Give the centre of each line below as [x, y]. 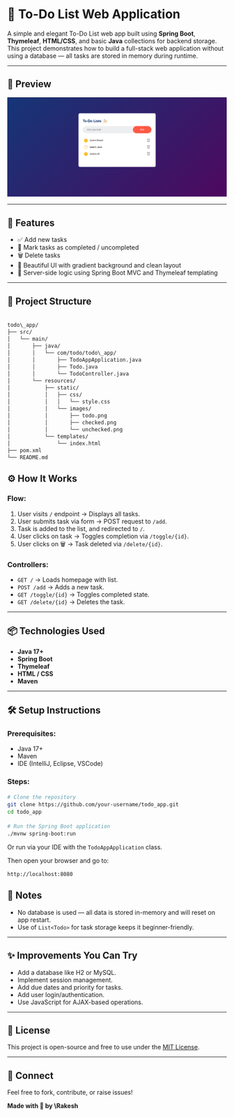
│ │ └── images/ [49, 408]
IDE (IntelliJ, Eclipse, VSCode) [60, 764]
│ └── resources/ [42, 380]
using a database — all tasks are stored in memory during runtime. [103, 56]
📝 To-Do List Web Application [94, 14]
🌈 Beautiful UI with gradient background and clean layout [99, 265]
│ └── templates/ [48, 436]
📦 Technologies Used [56, 631]
